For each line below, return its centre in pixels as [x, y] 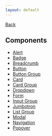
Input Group [25, 101]
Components [26, 40]
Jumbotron [24, 107]
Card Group [25, 85]
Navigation [24, 123]
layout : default [22, 10]
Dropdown [23, 90]
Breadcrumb [25, 63]
